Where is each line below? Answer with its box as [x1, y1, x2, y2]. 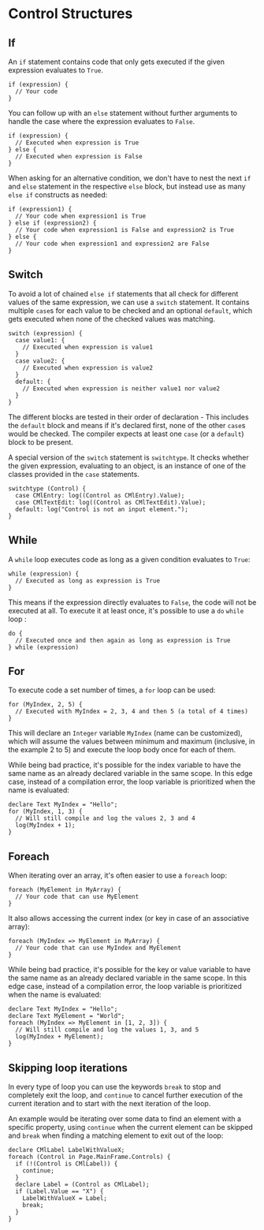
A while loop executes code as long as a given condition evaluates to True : [8, 554, 251, 564]
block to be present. [8, 437, 73, 446]
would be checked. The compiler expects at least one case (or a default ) [8, 429, 244, 438]
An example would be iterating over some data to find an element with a [8, 1114, 242, 1124]
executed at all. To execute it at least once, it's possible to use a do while [8, 606, 244, 615]
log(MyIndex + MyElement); [15, 1033, 104, 1041]
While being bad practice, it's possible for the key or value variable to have [8, 965, 251, 975]
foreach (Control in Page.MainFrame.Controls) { [8, 1153, 171, 1161]
